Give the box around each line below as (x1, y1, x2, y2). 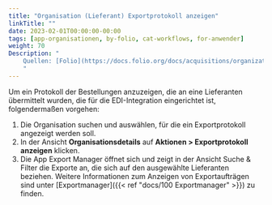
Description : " (8, 49, 60, 58)
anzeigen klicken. (19, 145, 80, 155)
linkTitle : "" (8, 19, 57, 28)
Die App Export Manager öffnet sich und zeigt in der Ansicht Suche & (19, 154, 251, 164)
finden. (19, 188, 45, 199)
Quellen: (23, 58, 53, 66)
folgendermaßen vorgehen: (8, 104, 100, 113)
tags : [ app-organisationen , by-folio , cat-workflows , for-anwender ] (8, 34, 244, 43)
